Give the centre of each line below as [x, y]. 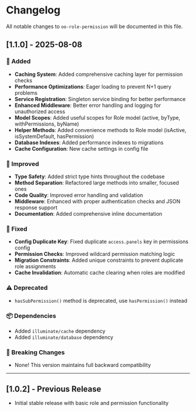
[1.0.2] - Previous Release [54, 389]
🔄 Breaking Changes [36, 352]
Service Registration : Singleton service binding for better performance [100, 99]
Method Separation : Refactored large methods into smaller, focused [97, 182]
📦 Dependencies [31, 316]
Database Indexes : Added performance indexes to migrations [89, 142]
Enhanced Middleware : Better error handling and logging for [88, 105]
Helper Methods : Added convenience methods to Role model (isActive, [100, 130]
